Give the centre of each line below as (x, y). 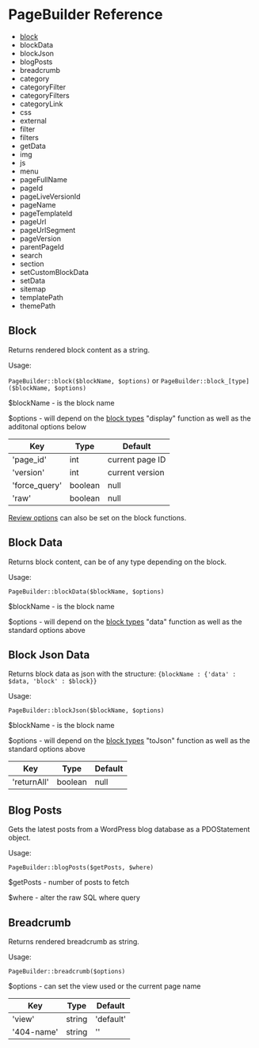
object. (20, 838)
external (33, 120)
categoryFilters (44, 95)
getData (32, 146)
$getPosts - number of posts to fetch (69, 882)
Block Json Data (49, 655)
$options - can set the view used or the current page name (105, 986)
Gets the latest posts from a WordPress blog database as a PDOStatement (129, 829)
